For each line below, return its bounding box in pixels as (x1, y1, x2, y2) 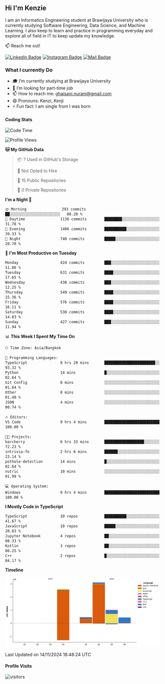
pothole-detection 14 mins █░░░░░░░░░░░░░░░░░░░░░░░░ (5, 459, 160, 464)
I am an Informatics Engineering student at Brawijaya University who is (5, 17, 149, 23)
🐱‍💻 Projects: (5, 434, 32, 439)
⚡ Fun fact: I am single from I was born (12, 103, 91, 109)
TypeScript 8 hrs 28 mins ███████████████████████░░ (5, 360, 160, 365)
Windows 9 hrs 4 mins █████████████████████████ (5, 490, 160, 495)
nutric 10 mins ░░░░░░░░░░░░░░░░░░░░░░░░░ (5, 469, 160, 474)
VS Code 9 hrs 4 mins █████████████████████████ (5, 420, 160, 425)
